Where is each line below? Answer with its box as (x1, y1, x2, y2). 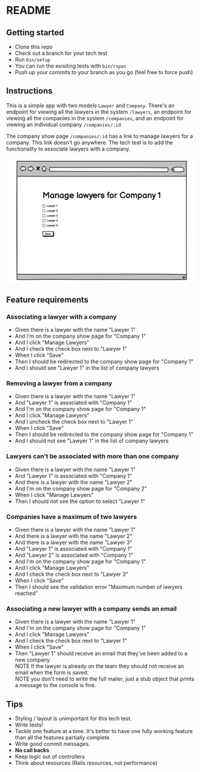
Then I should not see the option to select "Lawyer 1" (14, 498, 146, 505)
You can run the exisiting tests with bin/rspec (14, 62, 127, 69)
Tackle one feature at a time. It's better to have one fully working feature (14, 728, 193, 735)
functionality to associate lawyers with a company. (6, 145, 131, 152)
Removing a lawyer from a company (6, 379, 112, 387)
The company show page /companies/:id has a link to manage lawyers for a (6, 132, 193, 139)
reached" (14, 590, 38, 597)
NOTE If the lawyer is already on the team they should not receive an (14, 663, 184, 670)
